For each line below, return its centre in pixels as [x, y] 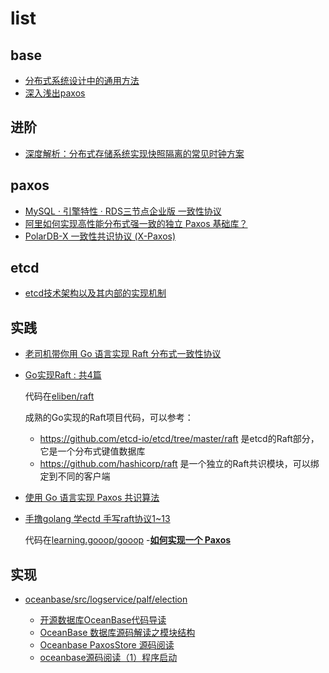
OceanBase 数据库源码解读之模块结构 [117, 633]
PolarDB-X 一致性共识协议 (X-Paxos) [100, 236]
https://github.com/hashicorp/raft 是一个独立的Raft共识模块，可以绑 [179, 464]
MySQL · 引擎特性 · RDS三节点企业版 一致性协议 [123, 211]
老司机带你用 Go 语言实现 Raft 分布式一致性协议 [123, 354]
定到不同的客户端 [75, 476]
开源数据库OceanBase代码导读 [103, 620]
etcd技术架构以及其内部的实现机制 [95, 293]
